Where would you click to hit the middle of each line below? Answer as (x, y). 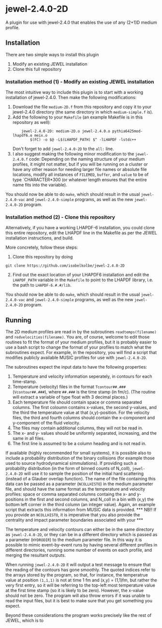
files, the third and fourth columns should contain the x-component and (84, 418)
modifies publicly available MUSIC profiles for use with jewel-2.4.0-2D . (76, 357)
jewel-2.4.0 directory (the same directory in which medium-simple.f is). (83, 112)
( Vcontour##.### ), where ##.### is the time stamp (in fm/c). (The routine (84, 392)
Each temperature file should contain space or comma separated (77, 402)
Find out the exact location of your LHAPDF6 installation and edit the (81, 275)
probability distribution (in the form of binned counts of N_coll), (68, 468)
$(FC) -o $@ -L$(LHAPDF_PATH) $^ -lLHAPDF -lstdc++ (83, 140)
